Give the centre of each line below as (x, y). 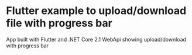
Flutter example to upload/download (96, 11)
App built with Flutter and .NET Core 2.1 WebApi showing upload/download (96, 39)
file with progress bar (59, 23)
